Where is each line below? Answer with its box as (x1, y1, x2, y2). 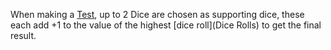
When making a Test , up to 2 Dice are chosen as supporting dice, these (10, 9, 305, 20)
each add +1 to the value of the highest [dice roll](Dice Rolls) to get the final (10, 19, 322, 31)
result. (10, 30, 37, 41)
